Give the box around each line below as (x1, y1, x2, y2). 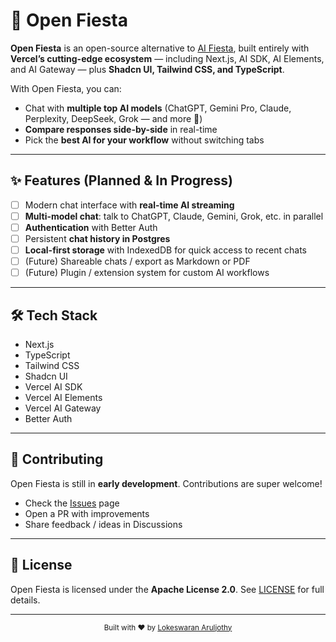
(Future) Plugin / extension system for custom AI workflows (24, 267, 270, 279)
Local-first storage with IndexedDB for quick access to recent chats (24, 244, 308, 256)
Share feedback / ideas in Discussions (24, 518, 183, 530)
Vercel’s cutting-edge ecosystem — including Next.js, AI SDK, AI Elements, (10, 52, 325, 64)
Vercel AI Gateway (24, 402, 102, 414)
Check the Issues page (24, 497, 120, 509)
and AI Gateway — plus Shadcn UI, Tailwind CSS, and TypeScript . (10, 63, 285, 75)
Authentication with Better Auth (24, 221, 158, 233)
